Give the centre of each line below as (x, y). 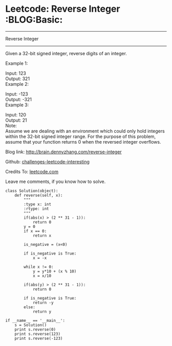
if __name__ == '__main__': (35, 320)
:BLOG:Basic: (34, 20)
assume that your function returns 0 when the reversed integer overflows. (83, 142)
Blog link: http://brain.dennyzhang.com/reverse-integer (63, 152)
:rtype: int (37, 209)
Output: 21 (16, 120)
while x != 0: (39, 267)
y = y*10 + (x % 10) (55, 271)
